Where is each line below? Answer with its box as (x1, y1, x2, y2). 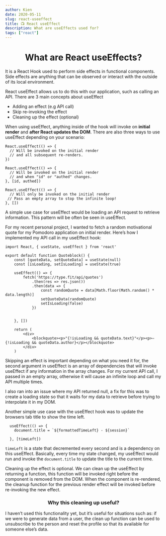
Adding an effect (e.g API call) (12, 103, 74, 109)
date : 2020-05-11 (5, 12, 41, 17)
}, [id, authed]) (5, 179, 41, 184)
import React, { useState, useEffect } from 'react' (5, 244, 117, 249)
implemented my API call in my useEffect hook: (5, 234, 102, 240)
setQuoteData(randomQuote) (40, 297, 97, 302)
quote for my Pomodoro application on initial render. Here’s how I (5, 229, 138, 235)
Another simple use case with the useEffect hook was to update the (5, 409, 144, 415)
